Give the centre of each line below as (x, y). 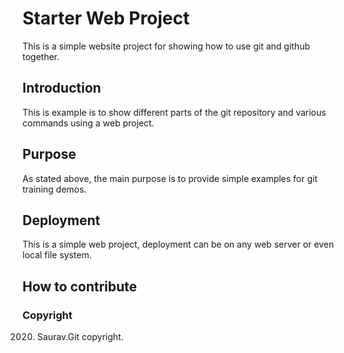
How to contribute (80, 286)
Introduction (62, 88)
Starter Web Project (106, 18)
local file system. (57, 255)
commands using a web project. (88, 123)
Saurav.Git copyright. (80, 337)
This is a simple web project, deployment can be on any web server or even (178, 244)
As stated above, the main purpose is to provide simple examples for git (170, 178)
